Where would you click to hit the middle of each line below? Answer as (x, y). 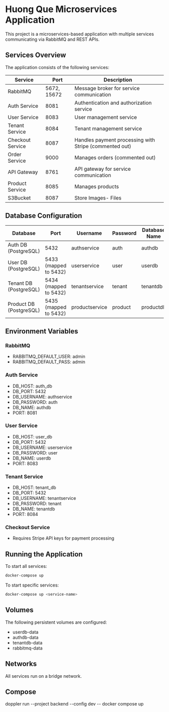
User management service (106, 117)
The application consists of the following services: (57, 67)
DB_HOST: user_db (32, 436)
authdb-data (25, 637)
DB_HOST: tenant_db (34, 488)
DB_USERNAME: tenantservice (44, 498)
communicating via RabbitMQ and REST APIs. (52, 39)
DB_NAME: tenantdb (34, 509)
